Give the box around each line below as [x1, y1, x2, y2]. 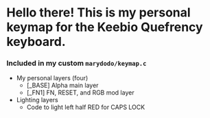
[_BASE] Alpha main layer [26, 81, 99, 90]
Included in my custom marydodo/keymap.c [6, 58, 147, 68]
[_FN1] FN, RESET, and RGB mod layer [26, 88, 135, 97]
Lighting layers [16, 96, 59, 104]
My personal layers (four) [16, 74, 89, 82]
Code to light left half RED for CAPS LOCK [26, 103, 145, 111]
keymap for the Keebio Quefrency [6, 19, 203, 35]
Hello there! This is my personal [6, 5, 191, 21]
